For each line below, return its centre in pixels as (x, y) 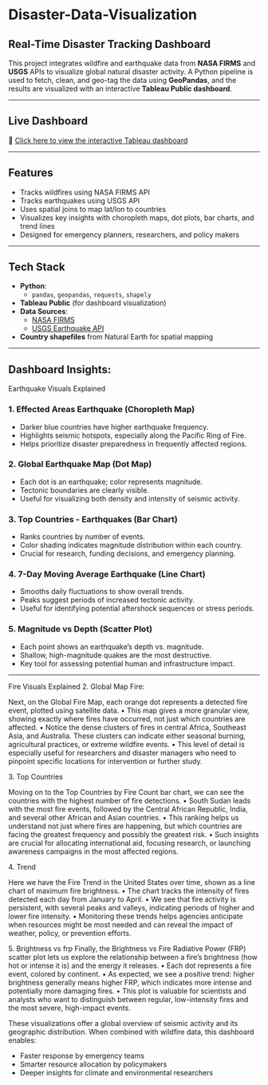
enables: (22, 1040)
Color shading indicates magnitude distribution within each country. (131, 545)
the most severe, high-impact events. (70, 1008)
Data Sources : (43, 312)
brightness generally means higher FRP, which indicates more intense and (130, 982)
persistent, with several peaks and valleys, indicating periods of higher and (132, 907)
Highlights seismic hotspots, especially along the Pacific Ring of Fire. (133, 435)
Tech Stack (37, 267)
